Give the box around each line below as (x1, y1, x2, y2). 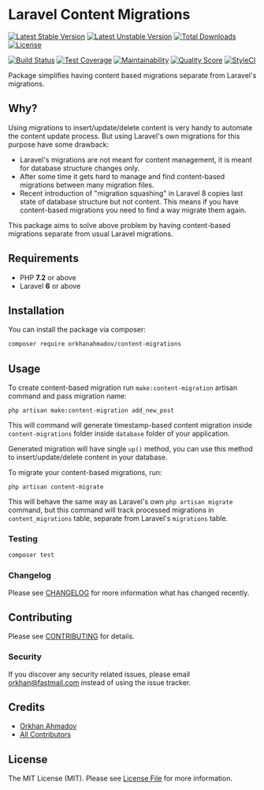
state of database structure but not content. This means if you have (19, 197, 239, 206)
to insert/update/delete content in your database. (8, 452, 168, 462)
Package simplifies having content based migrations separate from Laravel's (8, 70, 257, 80)
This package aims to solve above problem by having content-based (8, 220, 231, 230)
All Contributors (19, 730, 71, 739)
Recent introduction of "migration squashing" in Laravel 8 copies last (19, 188, 244, 198)
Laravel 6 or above (19, 281, 81, 290)
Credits (8, 701, 46, 714)
